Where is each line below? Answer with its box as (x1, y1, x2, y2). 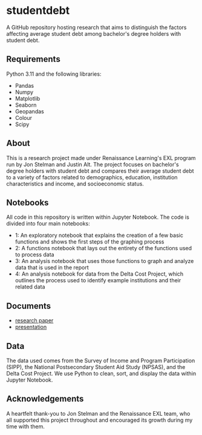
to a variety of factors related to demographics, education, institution (6, 173, 178, 181)
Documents (6, 301, 51, 311)
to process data (15, 251, 54, 258)
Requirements (6, 54, 60, 64)
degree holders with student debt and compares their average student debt (6, 167, 195, 174)
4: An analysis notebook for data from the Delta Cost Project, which (15, 270, 184, 277)
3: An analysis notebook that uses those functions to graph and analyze (15, 257, 194, 265)
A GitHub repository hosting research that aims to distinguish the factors (6, 24, 187, 31)
